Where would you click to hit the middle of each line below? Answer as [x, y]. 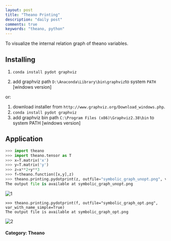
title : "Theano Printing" [33, 15]
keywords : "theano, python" [35, 29]
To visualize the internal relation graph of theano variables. [67, 43]
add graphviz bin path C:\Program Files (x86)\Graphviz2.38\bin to [83, 117]
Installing [20, 59]
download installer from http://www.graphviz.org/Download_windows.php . [89, 106]
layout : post [19, 10]
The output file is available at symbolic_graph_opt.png [67, 212]
